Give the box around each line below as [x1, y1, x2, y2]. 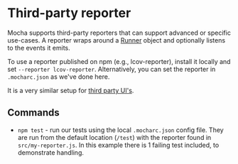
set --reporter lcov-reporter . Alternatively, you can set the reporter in [7, 65, 216, 73]
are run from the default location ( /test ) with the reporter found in [17, 133, 212, 141]
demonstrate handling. [17, 148, 84, 157]
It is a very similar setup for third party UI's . [7, 86, 134, 94]
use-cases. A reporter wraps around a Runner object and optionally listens [7, 35, 226, 44]
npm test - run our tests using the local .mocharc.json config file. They [17, 126, 224, 134]
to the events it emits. [7, 43, 71, 52]
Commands [7, 106, 60, 119]
